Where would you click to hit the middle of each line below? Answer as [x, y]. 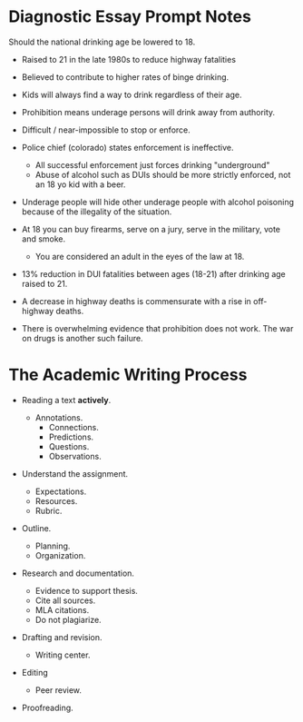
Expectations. [61, 491]
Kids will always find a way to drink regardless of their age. [132, 94]
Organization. [60, 555]
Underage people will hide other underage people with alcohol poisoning [158, 202]
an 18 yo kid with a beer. [80, 184]
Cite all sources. [65, 600]
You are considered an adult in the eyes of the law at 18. [140, 256]
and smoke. [44, 239]
